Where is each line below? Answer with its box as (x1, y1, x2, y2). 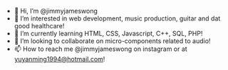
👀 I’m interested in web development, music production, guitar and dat (14, 14, 221, 23)
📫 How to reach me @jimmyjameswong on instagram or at (14, 45, 187, 53)
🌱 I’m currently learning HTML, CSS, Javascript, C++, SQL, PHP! (14, 29, 203, 37)
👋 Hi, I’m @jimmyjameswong (14, 7, 98, 15)
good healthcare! (14, 22, 65, 30)
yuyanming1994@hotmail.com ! (14, 55, 105, 63)
